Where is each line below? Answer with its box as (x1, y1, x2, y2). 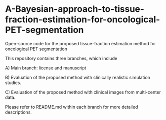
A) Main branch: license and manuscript (5, 65, 86, 71)
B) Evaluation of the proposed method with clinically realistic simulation (5, 74, 151, 80)
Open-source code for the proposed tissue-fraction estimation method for (5, 40, 157, 46)
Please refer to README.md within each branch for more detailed (5, 104, 138, 110)
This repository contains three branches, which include (5, 55, 118, 61)
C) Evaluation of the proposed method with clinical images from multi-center (5, 89, 161, 95)
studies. (5, 80, 21, 86)
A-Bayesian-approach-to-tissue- (5, 3, 145, 15)
